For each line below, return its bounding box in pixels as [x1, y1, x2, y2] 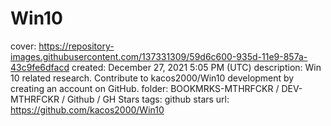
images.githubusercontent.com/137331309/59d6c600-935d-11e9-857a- [10, 50, 308, 62]
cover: [10, 40, 37, 52]
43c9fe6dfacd [10, 61, 70, 73]
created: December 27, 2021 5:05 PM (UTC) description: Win [71, 61, 322, 73]
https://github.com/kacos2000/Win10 [10, 103, 165, 116]
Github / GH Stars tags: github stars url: [66, 93, 230, 105]
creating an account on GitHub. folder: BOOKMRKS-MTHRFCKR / [10, 82, 280, 94]
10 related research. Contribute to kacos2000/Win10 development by [10, 72, 295, 84]
